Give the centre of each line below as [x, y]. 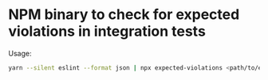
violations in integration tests [107, 31]
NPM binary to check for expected [124, 15]
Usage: [20, 53]
